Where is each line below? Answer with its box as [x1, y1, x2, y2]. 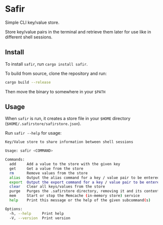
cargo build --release [5, 80, 51, 85]
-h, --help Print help [9, 211, 64, 216]
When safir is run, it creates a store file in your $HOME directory [5, 116, 131, 121]
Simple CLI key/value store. [5, 19, 60, 25]
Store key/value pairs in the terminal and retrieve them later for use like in [5, 29, 151, 35]
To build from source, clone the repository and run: [5, 70, 107, 76]
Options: [5, 207, 23, 211]
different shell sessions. [5, 34, 52, 40]
